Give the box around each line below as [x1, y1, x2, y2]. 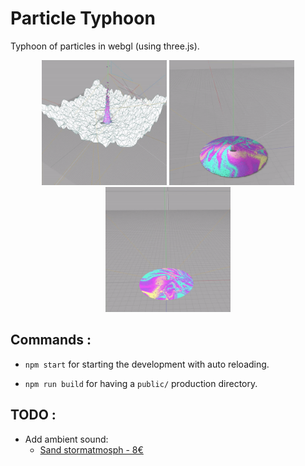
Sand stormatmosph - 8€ [39, 443, 144, 456]
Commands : [10, 332, 92, 349]
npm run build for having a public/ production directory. [24, 377, 258, 389]
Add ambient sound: [24, 433, 109, 445]
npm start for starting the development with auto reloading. [24, 358, 270, 370]
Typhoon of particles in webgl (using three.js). [10, 40, 200, 52]
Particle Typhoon [10, 7, 156, 30]
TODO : [10, 407, 57, 424]
